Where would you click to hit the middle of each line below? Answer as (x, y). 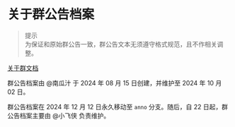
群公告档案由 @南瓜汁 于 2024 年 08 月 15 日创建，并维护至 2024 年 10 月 (115, 83)
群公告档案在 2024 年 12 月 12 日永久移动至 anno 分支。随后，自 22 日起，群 (118, 107)
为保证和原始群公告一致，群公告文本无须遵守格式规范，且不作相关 (121, 44)
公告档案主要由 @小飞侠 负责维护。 (59, 115)
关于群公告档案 (51, 14)
